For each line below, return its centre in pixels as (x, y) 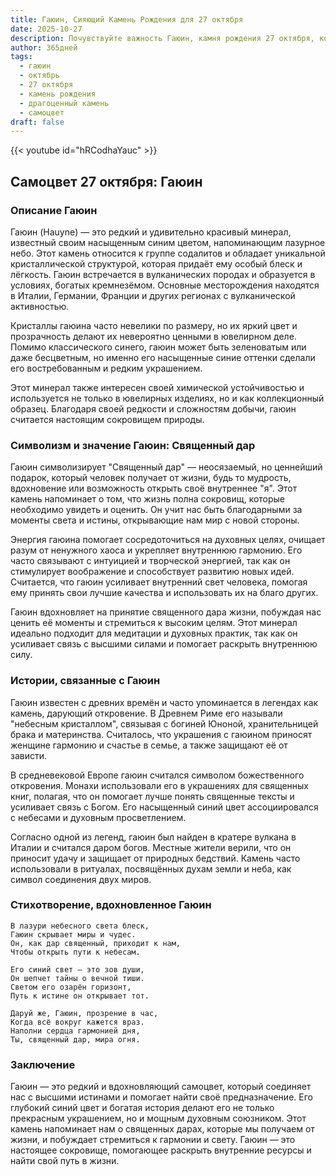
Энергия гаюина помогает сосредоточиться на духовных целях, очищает (168, 540)
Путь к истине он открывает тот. (80, 996)
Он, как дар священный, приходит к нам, (96, 943)
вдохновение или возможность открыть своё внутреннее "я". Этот (154, 488)
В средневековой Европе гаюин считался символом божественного (157, 775)
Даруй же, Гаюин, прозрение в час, (84, 1013)
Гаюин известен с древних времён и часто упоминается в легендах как (164, 702)
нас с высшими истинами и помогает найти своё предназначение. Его (161, 1097)
